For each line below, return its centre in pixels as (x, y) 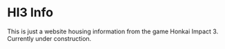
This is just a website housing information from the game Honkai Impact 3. (113, 31)
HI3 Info (30, 13)
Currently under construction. (49, 38)
